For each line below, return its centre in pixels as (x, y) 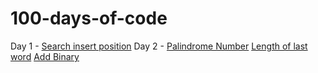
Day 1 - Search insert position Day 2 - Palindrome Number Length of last (159, 46)
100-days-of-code (89, 18)
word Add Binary (45, 56)
